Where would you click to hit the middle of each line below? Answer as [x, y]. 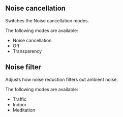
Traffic [20, 99]
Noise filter [23, 67]
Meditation [24, 110]
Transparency [27, 51]
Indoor [20, 104]
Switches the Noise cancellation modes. [47, 20]
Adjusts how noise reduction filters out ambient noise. [62, 79]
